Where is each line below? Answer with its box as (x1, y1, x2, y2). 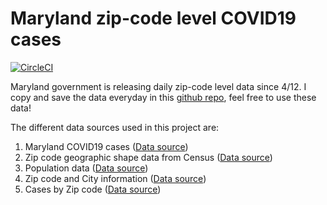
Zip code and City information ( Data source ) (24, 172, 207, 184)
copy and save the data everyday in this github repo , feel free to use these (10, 91, 317, 103)
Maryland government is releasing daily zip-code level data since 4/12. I (10, 80, 307, 92)
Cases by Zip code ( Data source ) (24, 183, 162, 195)
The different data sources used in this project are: (10, 121, 220, 133)
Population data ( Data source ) (24, 162, 149, 174)
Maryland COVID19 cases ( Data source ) (24, 140, 189, 152)
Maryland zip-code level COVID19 (10, 7, 297, 30)
